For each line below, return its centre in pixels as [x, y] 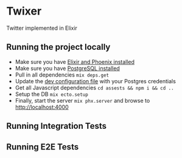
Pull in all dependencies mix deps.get [62, 75]
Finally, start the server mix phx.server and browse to [82, 100]
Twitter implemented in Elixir [42, 28]
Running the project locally [58, 47]
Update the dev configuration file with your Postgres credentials [96, 81]
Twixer [24, 11]
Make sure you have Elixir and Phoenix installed [75, 61]
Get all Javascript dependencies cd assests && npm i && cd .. [95, 88]
